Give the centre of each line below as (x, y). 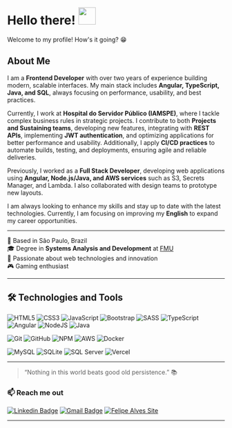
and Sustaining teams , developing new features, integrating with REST (108, 128)
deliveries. (22, 157)
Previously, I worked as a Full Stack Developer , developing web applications (116, 171)
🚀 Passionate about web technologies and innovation (83, 258)
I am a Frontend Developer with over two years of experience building (107, 78)
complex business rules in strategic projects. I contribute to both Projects (112, 120)
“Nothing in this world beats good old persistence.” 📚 (101, 372)
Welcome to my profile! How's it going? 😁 (67, 39)
